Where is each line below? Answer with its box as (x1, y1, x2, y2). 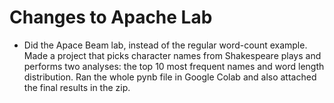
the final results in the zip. (23, 81, 131, 93)
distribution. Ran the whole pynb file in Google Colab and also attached (23, 71, 317, 83)
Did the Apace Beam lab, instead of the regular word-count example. (23, 39, 308, 51)
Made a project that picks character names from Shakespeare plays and (23, 49, 322, 61)
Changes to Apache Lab (9, 6, 213, 29)
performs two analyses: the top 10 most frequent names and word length (23, 60, 325, 72)
